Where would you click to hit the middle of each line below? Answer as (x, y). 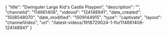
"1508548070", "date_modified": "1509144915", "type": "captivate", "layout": (83, 17)
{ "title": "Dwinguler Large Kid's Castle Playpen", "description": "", (73, 7)
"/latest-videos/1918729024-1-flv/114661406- (98, 22)
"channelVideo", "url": (28, 22)
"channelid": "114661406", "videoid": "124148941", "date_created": (73, 12)
